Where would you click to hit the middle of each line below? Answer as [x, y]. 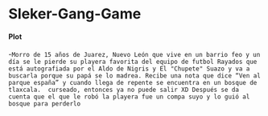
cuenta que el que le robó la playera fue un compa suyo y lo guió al [129, 97]
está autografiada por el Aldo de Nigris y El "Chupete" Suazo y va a [129, 69]
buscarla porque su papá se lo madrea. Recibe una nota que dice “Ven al [135, 76]
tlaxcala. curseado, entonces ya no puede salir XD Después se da [124, 90]
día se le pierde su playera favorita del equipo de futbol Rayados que [133, 62]
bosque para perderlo [45, 104]
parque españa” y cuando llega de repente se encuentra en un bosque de [133, 83]
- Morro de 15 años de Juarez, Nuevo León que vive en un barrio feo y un [134, 54]
